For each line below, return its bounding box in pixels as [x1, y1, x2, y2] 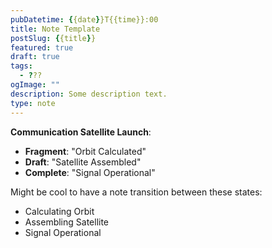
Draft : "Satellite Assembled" [24, 156, 142, 168]
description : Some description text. [10, 89, 168, 99]
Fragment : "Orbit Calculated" [24, 145, 147, 157]
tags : [10, 61, 33, 71]
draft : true [10, 52, 60, 62]
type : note [10, 98, 56, 108]
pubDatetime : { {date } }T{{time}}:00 [10, 14, 159, 25]
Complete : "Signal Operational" [24, 166, 156, 178]
